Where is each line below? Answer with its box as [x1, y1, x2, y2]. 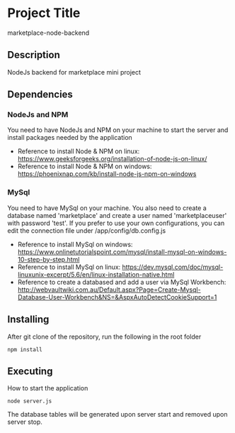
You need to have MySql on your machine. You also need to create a [7, 204, 207, 212]
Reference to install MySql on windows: [17, 240, 133, 248]
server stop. [7, 417, 42, 427]
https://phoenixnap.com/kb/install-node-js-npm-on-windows [17, 170, 197, 178]
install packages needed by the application [7, 133, 132, 142]
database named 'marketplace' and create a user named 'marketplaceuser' [7, 211, 227, 219]
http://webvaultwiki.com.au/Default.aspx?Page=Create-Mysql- [17, 285, 201, 294]
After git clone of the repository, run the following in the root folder [7, 332, 202, 341]
